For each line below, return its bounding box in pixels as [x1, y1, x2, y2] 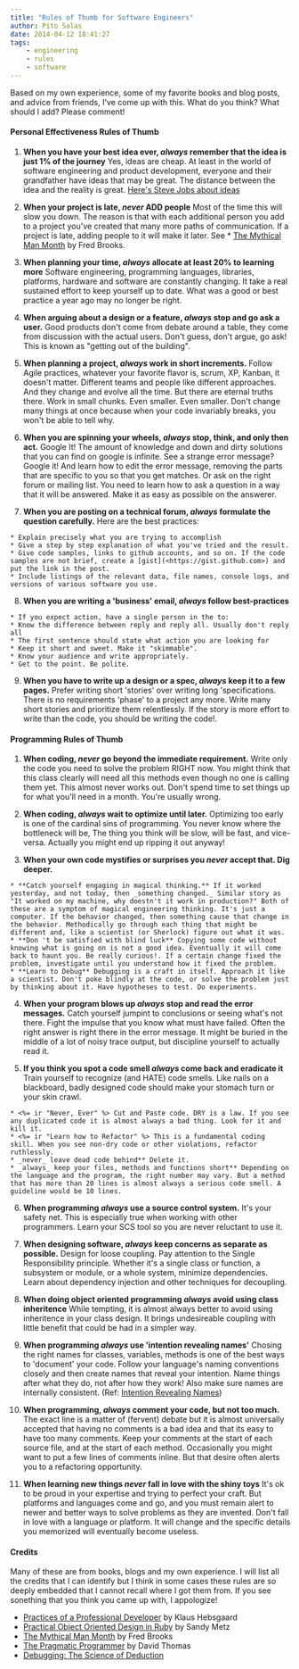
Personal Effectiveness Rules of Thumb [10, 127, 159, 137]
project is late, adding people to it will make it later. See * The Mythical [22, 230, 281, 241]
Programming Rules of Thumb [10, 734, 124, 744]
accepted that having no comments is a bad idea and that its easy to [22, 1424, 274, 1434]
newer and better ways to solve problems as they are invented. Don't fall [22, 1507, 289, 1518]
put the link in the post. [10, 564, 110, 574]
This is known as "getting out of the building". [22, 341, 190, 352]
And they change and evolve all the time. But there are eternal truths [22, 386, 274, 397]
